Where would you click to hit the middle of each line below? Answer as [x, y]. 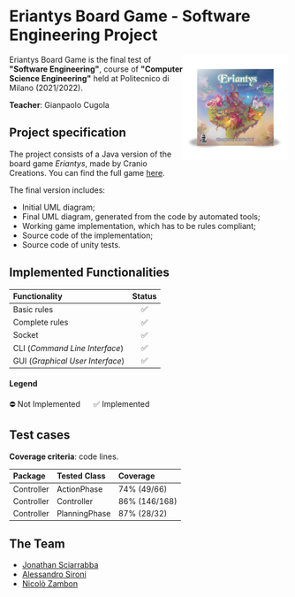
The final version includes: [57, 190]
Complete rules [41, 322]
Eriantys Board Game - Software [130, 16]
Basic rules [33, 309]
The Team [38, 543]
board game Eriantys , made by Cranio [78, 163]
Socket [26, 335]
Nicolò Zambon [50, 584]
